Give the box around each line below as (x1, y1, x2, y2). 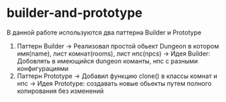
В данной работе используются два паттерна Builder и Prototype (6, 28, 202, 37)
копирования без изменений (16, 87, 104, 95)
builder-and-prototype (6, 5, 143, 21)
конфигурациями (16, 64, 69, 72)
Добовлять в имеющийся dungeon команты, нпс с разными (16, 56, 198, 65)
